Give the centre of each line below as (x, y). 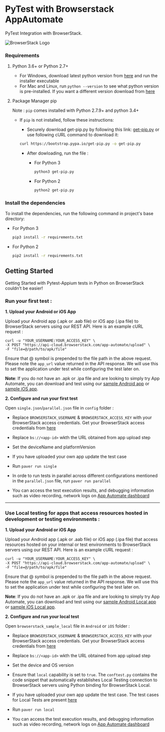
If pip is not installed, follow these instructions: (67, 120)
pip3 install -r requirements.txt (47, 237)
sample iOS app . (22, 389)
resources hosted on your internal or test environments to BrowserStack (78, 544)
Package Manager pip (34, 101)
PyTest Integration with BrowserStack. (44, 33)
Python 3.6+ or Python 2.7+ (40, 66)
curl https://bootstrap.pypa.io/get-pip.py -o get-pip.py (80, 144)
